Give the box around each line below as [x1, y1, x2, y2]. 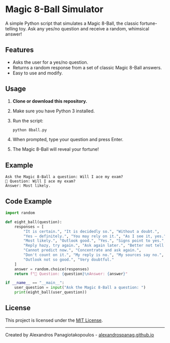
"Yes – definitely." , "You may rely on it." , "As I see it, [23, 234, 153, 239]
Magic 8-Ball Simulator [5, 4, 104, 15]
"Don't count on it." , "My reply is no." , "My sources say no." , [23, 252, 164, 258]
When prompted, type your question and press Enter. [12, 137, 123, 143]
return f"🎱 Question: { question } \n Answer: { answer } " [14, 271, 128, 276]
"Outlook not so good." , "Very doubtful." [23, 257, 114, 262]
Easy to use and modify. [12, 70, 63, 76]
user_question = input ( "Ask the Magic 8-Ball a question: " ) [14, 285, 146, 290]
